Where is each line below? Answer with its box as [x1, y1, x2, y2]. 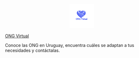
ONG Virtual [5, 33, 29, 39]
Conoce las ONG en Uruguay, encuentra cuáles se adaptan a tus [5, 43, 135, 48]
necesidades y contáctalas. [5, 47, 60, 53]
